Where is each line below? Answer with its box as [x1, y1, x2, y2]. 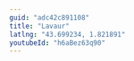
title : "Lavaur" [9, 22, 70, 30]
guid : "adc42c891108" [9, 13, 90, 22]
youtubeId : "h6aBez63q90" [9, 38, 105, 48]
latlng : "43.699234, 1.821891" [9, 30, 126, 39]
